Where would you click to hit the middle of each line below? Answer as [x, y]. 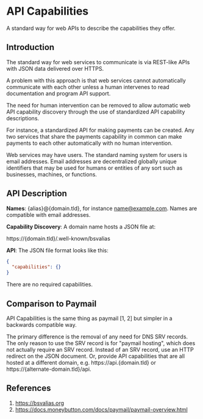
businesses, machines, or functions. [52, 174]
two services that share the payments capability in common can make [94, 136]
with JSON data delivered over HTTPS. [55, 68]
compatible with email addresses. [48, 214]
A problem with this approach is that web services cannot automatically [96, 80]
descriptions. [23, 118]
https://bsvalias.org [40, 403]
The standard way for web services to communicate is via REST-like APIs [98, 62]
